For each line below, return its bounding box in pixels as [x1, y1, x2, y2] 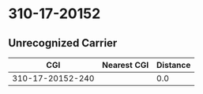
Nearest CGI [102, 60, 149, 70]
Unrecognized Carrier [8, 36, 118, 50]
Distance [156, 60, 191, 70]
